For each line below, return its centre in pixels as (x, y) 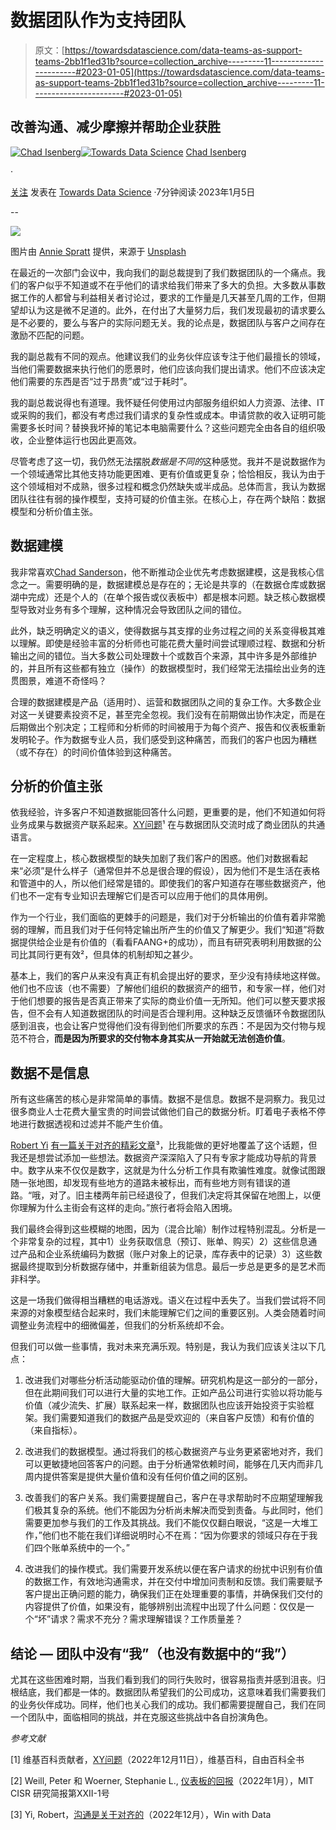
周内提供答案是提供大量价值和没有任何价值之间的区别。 (138, 1477)
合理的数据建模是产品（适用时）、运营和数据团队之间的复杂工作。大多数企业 (166, 702)
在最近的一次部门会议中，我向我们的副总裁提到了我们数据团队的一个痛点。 (163, 272)
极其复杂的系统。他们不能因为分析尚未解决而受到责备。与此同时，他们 (178, 1510)
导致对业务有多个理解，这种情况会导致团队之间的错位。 (132, 609)
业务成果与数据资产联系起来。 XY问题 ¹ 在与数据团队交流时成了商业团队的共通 (168, 825)
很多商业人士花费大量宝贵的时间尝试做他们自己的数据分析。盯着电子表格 (159, 1112)
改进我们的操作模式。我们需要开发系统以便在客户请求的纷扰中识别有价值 (173, 1569)
